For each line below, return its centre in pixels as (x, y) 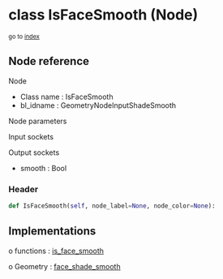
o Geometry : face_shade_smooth (64, 266)
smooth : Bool (43, 168)
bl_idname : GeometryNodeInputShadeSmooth (98, 105)
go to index (24, 36)
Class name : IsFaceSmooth (66, 97)
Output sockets (34, 152)
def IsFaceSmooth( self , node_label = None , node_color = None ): (112, 206)
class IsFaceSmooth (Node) (103, 15)
